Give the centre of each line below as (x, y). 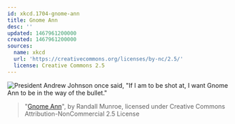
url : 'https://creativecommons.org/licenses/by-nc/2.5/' (99, 59)
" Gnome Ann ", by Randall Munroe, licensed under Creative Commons (125, 106)
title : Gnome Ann (33, 20)
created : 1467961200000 (42, 40)
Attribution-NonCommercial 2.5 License (82, 114)
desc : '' (20, 26)
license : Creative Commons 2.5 (59, 65)
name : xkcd (29, 53)
